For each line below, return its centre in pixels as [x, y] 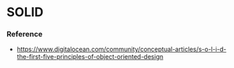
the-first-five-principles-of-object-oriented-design [90, 57]
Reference [25, 34]
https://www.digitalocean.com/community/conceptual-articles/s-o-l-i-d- [122, 49]
